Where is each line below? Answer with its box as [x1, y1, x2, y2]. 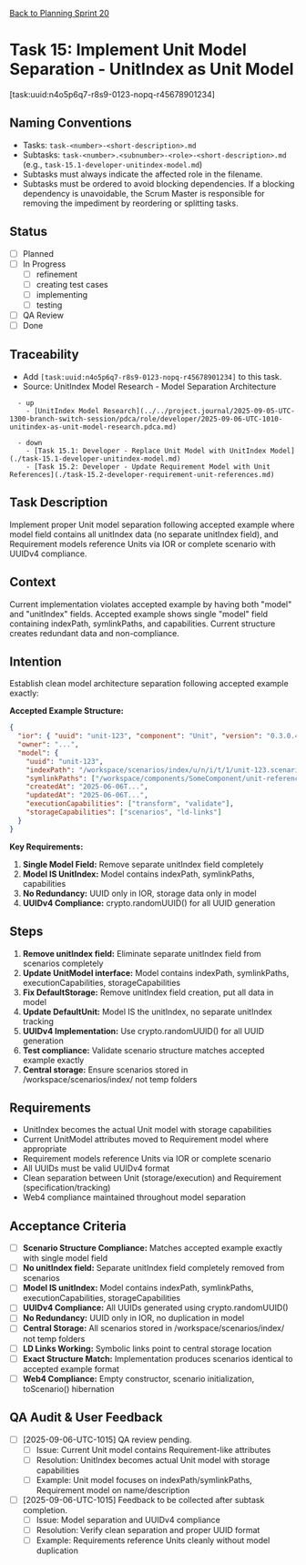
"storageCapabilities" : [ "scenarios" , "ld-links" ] [25, 808, 222, 818]
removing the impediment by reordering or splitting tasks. [22, 198, 239, 208]
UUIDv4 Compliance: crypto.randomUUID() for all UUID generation [22, 897, 276, 909]
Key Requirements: [9, 841, 84, 852]
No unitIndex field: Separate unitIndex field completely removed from [22, 1263, 285, 1274]
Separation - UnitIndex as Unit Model [9, 59, 294, 80]
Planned [22, 248, 55, 259]
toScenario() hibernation [22, 1383, 115, 1394]
